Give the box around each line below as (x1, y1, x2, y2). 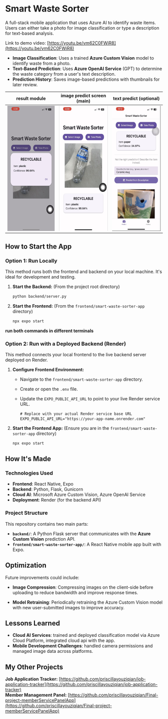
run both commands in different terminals (5, 328, 94, 334)
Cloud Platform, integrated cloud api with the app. (12, 637, 115, 644)
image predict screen (60, 93, 106, 99)
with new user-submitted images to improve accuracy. (12, 604, 125, 610)
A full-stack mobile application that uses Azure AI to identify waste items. (5, 20, 156, 26)
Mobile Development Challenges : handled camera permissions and (12, 643, 153, 649)
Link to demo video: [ (5, 40, 49, 46)
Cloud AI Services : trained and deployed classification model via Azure (12, 632, 160, 638)
